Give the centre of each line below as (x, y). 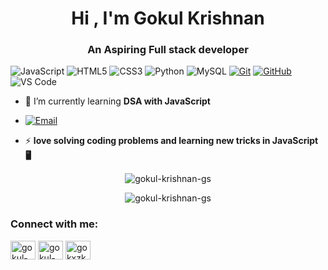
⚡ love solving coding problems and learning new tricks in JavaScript (171, 141)
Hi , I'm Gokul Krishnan (168, 18)
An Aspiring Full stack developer (168, 50)
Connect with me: (54, 224)
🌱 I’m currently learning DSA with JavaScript (117, 101)
